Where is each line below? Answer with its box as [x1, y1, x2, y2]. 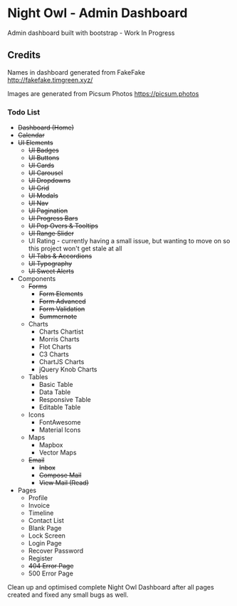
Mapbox [38, 441, 63, 450]
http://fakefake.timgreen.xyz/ [7, 75, 93, 84]
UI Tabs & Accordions [28, 252, 93, 260]
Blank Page [28, 524, 62, 533]
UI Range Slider [28, 229, 75, 238]
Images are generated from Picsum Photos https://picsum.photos [7, 89, 199, 97]
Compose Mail [38, 471, 82, 479]
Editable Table [38, 403, 81, 412]
